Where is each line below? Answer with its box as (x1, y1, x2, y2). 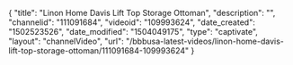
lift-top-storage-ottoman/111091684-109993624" (8, 45, 190, 56)
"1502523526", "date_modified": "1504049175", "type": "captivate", (8, 27, 258, 37)
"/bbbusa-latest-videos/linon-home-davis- (125, 36, 285, 46)
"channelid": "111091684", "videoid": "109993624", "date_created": (8, 17, 255, 28)
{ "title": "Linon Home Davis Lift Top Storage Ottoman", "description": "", (8, 8, 276, 18)
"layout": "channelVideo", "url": (8, 36, 125, 46)
